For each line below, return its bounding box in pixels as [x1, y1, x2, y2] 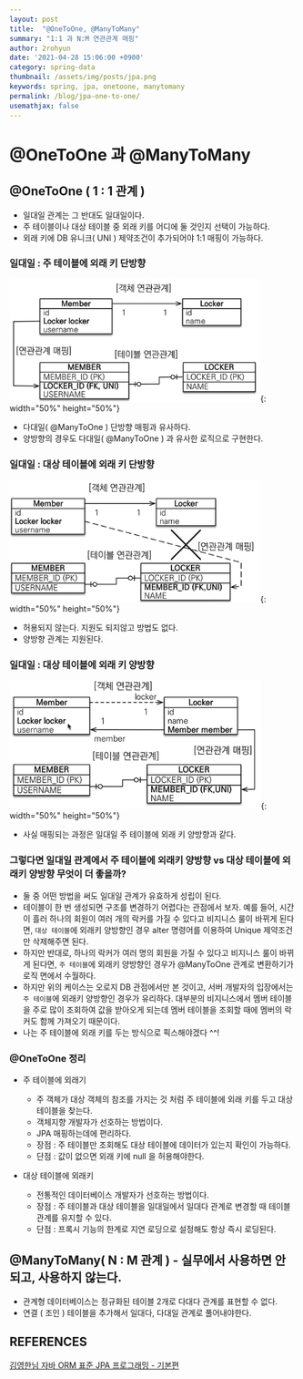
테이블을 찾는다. [35, 1105, 93, 1116]
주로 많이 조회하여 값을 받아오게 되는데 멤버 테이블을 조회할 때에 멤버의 [32, 1003, 283, 1015]
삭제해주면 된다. [32, 935, 89, 947]
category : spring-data [9, 63, 96, 72]
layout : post [9, 15, 59, 24]
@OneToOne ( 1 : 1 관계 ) [9, 183, 146, 200]
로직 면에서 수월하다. [22, 970, 96, 981]
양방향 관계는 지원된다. [22, 633, 104, 644]
